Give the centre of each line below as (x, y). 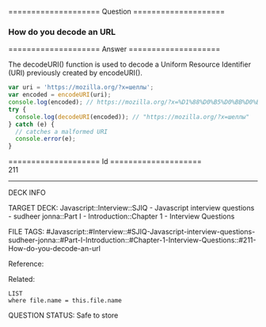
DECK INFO (27, 192)
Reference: (26, 264)
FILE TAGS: (27, 232)
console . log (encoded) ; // (51, 102)
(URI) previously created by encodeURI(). (75, 73)
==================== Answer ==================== (114, 49)
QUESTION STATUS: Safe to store (63, 315)
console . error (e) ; (46, 139)
